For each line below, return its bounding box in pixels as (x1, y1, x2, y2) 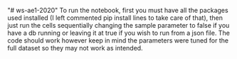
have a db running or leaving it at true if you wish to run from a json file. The (7, 28, 230, 37)
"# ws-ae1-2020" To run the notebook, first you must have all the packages (7, 6, 229, 14)
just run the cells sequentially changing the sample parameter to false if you (7, 21, 230, 29)
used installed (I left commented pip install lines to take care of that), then (7, 14, 223, 22)
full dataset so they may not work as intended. (7, 44, 144, 52)
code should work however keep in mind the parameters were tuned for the (7, 36, 229, 45)
